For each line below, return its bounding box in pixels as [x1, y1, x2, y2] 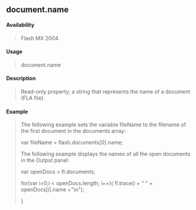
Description [6, 75, 36, 82]
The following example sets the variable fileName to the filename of [20, 121, 186, 128]
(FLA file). [20, 94, 45, 101]
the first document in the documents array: [20, 128, 126, 135]
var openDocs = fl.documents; [20, 168, 96, 176]
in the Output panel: [20, 157, 69, 164]
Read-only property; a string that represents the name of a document [20, 88, 191, 95]
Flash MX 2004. [20, 34, 60, 42]
